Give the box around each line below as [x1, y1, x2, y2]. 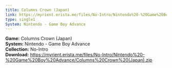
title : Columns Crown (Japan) [5, 7, 70, 13]
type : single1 [5, 17, 36, 22]
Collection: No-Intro [5, 46, 49, 52]
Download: [5, 52, 29, 58]
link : [5, 12, 17, 17]
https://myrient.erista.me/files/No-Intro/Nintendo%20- [30, 52, 145, 58]
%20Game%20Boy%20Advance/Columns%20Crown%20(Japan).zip [5, 57, 153, 63]
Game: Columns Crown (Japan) [5, 36, 73, 42]
